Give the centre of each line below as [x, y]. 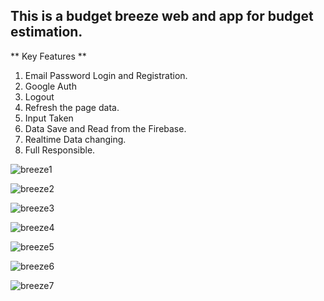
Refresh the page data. [72, 107]
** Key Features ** [48, 56]
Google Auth [50, 86]
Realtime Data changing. [75, 139]
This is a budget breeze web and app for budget [162, 16]
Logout [39, 96]
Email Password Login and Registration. [106, 75]
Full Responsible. [60, 150]
